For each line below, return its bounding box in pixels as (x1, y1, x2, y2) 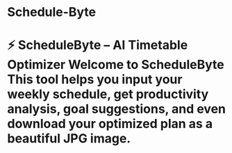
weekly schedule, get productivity (7, 86, 209, 102)
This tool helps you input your (7, 72, 183, 88)
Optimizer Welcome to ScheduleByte (7, 57, 224, 73)
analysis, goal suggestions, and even (7, 102, 226, 117)
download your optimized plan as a (7, 116, 213, 132)
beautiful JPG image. (7, 131, 131, 147)
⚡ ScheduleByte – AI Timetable (7, 38, 188, 53)
